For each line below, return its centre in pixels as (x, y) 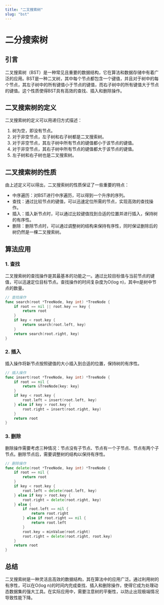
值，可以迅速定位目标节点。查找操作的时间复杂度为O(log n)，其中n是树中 (79, 282)
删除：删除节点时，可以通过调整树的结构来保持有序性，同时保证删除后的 (85, 226)
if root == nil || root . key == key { (52, 306)
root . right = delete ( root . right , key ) (62, 500)
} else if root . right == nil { (54, 518)
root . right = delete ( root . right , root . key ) (67, 536)
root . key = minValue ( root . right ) (57, 532)
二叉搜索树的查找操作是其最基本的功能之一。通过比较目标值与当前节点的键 (80, 276)
